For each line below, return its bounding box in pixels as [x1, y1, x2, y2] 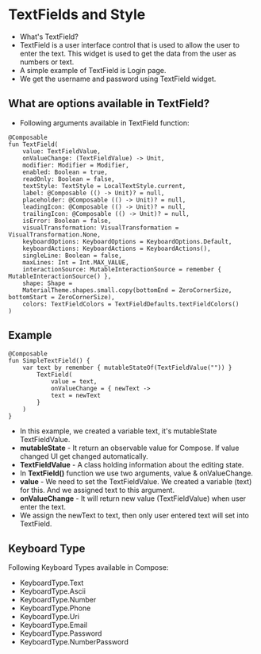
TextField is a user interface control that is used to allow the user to [19, 40, 240, 49]
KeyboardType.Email [19, 621, 88, 630]
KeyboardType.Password [19, 629, 102, 638]
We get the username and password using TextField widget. [19, 74, 217, 83]
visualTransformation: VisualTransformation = [22, 224, 179, 232]
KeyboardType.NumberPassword [19, 637, 129, 647]
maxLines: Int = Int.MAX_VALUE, [22, 258, 129, 267]
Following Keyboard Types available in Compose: [8, 563, 169, 572]
